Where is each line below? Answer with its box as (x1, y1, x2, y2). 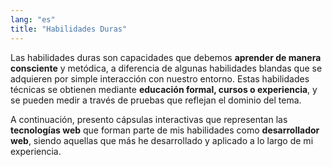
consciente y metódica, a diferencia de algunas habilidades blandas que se (10, 62, 323, 74)
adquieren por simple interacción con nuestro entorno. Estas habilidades (10, 72, 310, 85)
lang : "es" (10, 14, 56, 25)
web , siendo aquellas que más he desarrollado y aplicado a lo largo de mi (10, 134, 314, 146)
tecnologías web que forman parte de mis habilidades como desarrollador (10, 124, 320, 136)
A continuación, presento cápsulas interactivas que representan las (10, 113, 288, 125)
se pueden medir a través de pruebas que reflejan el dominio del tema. (10, 94, 302, 106)
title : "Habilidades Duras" (10, 24, 128, 34)
